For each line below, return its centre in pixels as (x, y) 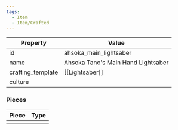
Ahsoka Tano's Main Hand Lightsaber (116, 63)
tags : (13, 12)
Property (33, 43)
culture (19, 82)
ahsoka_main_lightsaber (98, 53)
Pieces (16, 100)
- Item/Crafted (30, 23)
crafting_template (34, 72)
